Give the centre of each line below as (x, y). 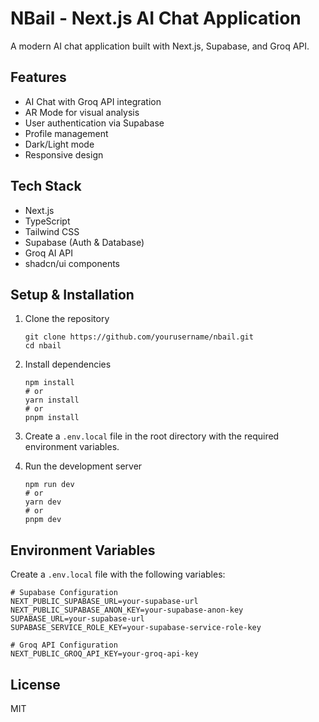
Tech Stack (46, 186)
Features (38, 77)
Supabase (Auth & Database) (84, 242)
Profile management (66, 133)
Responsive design (64, 154)
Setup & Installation (72, 294)
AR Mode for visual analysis (82, 112)
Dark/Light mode (59, 144)
